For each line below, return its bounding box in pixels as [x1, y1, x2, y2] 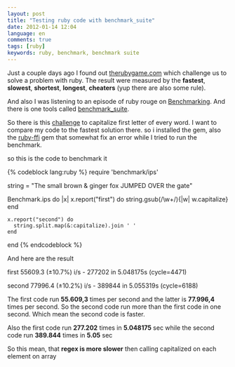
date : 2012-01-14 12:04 [7, 23, 77, 30]
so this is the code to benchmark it [7, 154, 107, 162]
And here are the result [7, 254, 74, 262]
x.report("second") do [7, 215, 74, 223]
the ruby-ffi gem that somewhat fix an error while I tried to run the [7, 133, 198, 141]
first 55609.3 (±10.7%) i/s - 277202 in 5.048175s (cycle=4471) [7, 267, 187, 276]
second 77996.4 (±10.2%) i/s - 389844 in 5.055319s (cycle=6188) [7, 281, 199, 290]
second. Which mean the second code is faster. [7, 309, 145, 318]
